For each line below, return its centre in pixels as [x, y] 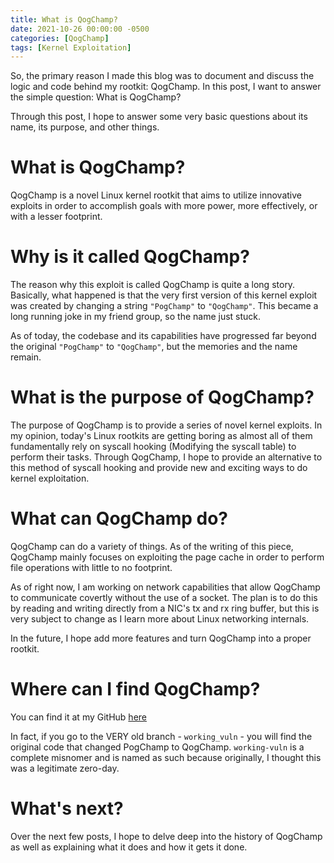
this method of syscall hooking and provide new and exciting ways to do [159, 468]
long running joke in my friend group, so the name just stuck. [136, 317]
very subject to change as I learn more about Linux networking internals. [160, 619]
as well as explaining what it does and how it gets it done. [129, 847]
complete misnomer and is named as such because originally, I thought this [166, 757]
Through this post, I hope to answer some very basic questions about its [159, 117]
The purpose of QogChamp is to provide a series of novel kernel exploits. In [166, 425]
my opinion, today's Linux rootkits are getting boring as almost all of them [161, 436]
